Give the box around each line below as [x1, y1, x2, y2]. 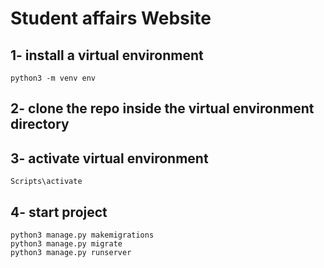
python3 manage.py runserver [10, 248, 132, 258]
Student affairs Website [10, 7, 212, 30]
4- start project [10, 203, 108, 221]
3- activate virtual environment [10, 150, 209, 167]
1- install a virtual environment [10, 47, 204, 64]
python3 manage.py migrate [10, 239, 123, 249]
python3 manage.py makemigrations [10, 230, 155, 241]
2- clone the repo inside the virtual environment [10, 100, 315, 117]
